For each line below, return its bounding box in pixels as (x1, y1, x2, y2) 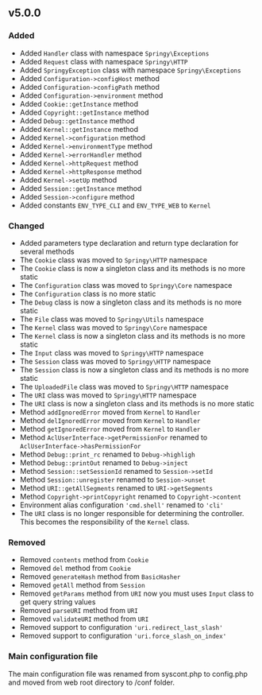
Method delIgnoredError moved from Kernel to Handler (19, 415, 201, 425)
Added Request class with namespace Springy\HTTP (19, 56, 188, 66)
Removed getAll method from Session (19, 580, 145, 590)
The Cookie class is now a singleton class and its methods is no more (19, 263, 246, 273)
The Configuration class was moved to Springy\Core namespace (19, 280, 233, 289)
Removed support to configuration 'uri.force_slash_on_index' (19, 631, 227, 641)
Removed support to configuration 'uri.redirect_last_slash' (19, 623, 224, 632)
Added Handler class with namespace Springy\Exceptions (19, 48, 210, 58)
